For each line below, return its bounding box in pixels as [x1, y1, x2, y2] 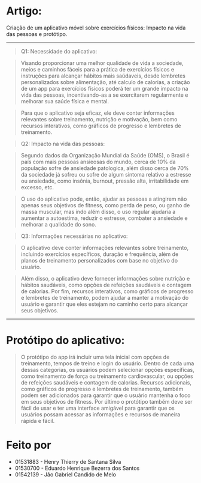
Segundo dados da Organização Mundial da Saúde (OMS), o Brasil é [20, 151, 190, 159]
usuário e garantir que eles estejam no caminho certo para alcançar [20, 300, 188, 308]
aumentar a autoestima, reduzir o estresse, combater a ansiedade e [20, 214, 188, 222]
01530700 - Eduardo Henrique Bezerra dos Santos [14, 464, 140, 472]
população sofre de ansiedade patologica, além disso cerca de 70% [20, 164, 190, 172]
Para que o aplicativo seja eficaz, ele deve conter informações [20, 109, 175, 117]
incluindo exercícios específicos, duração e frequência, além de [20, 251, 179, 258]
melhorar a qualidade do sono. [20, 220, 97, 228]
